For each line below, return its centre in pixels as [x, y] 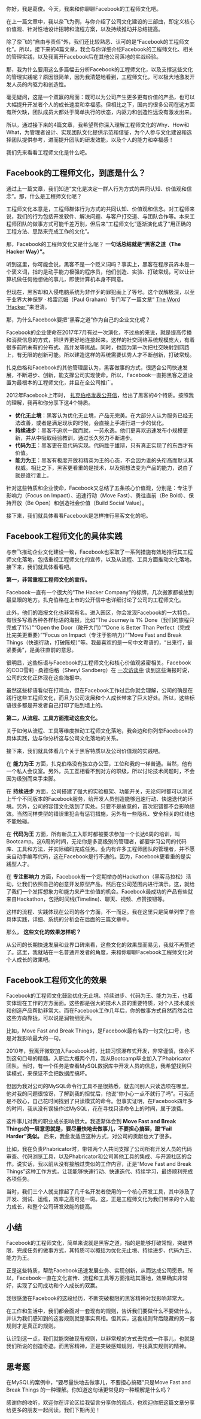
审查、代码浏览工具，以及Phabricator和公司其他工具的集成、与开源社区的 [97, 1156]
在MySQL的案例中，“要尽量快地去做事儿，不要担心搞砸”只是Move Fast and [99, 1382]
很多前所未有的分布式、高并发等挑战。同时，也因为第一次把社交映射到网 [95, 347]
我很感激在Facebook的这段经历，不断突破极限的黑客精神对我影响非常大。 [97, 1298]
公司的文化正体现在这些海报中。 [45, 677]
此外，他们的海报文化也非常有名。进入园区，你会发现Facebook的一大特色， [100, 612]
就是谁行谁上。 [33, 475]
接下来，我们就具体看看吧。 [40, 567]
